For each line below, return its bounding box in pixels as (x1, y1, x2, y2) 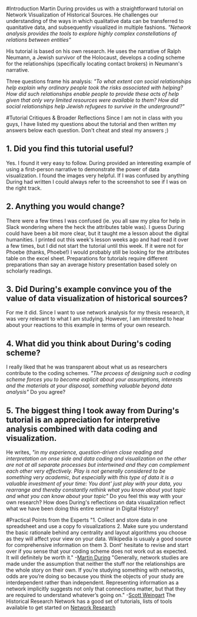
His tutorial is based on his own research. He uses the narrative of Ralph (6, 48, 181, 55)
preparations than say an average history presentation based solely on (6, 261, 178, 268)
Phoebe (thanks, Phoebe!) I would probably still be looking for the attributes (6, 248, 189, 256)
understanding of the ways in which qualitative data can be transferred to (6, 18, 184, 24)
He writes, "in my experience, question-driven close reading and (6, 449, 163, 456)
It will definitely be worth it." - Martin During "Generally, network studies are (6, 554, 188, 561)
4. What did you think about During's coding (6, 339, 172, 349)
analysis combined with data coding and (6, 424, 158, 434)
